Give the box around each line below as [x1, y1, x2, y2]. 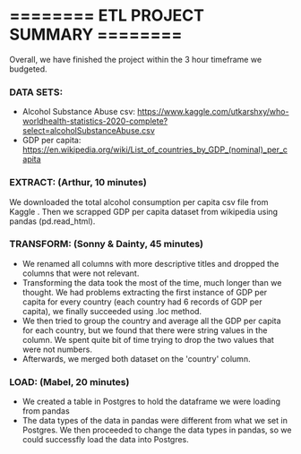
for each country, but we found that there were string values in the [21, 324, 268, 336]
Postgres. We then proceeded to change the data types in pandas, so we [21, 424, 292, 435]
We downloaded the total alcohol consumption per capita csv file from [9, 196, 269, 207]
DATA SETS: [9, 86, 64, 99]
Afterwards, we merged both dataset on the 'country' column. [21, 353, 251, 364]
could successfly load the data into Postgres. [21, 434, 190, 445]
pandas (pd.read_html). [9, 216, 96, 227]
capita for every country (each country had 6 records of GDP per [21, 296, 262, 307]
